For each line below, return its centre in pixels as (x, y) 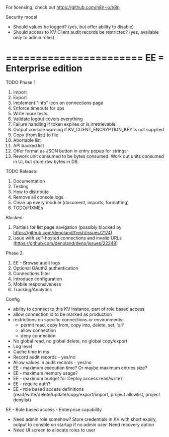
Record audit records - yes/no (44, 357)
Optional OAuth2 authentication (46, 268)
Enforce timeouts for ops (39, 108)
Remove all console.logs (38, 197)
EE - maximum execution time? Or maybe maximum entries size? (80, 368)
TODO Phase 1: (21, 82)
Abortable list (27, 140)
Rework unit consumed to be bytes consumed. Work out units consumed (88, 156)
